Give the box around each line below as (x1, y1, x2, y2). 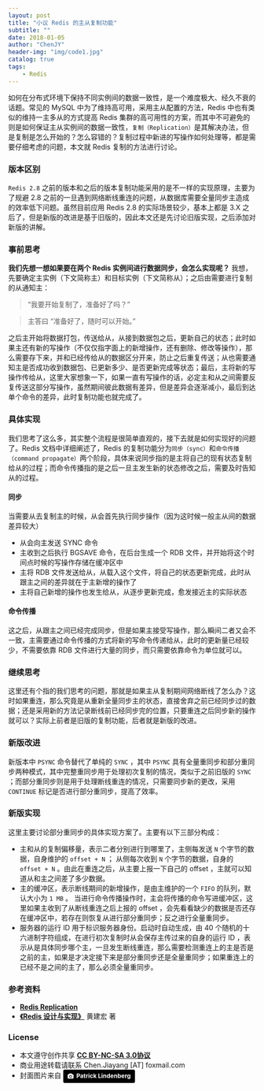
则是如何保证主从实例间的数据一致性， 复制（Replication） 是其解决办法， (8, 122, 243, 132)
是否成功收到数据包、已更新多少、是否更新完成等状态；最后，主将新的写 (21, 363, 256, 373)
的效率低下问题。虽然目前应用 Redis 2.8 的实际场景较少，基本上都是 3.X (8, 202, 241, 212)
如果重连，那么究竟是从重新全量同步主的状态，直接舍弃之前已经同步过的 (14, 696, 249, 706)
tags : (8, 63, 26, 71)
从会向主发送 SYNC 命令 (19, 537, 98, 547)
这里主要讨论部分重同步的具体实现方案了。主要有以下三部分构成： (8, 827, 222, 837)
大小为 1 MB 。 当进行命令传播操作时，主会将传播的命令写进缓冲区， (26, 893, 247, 903)
